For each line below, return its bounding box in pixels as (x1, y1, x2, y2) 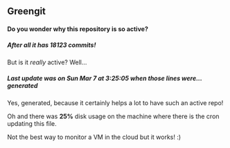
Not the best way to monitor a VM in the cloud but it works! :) (7, 133, 182, 141)
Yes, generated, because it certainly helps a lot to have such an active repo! (7, 98, 224, 107)
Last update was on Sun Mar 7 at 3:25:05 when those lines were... (7, 74, 202, 82)
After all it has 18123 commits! (7, 41, 96, 49)
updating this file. (7, 119, 57, 127)
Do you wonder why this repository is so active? (7, 24, 149, 33)
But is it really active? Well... (7, 58, 87, 66)
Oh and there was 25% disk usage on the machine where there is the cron (7, 112, 220, 120)
